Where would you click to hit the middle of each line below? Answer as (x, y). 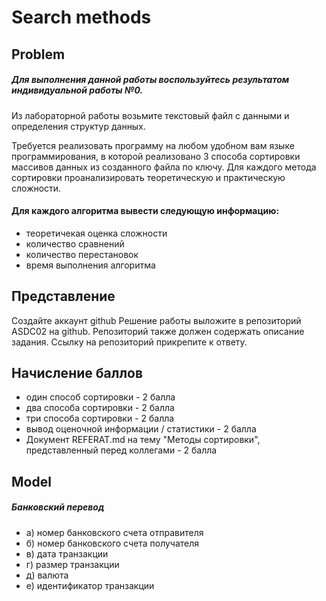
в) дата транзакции (67, 553)
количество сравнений (75, 243)
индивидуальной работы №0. (77, 90)
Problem (38, 54)
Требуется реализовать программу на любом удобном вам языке (153, 145)
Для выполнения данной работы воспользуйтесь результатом (150, 80)
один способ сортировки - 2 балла (100, 397)
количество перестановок (82, 254)
